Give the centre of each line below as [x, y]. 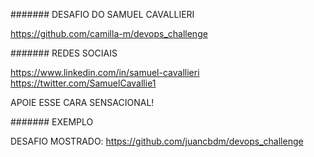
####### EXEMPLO [52, 122]
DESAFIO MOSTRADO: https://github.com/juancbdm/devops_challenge [157, 141]
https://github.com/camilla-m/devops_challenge [109, 33]
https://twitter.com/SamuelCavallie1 [83, 83]
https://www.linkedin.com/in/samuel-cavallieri [105, 72]
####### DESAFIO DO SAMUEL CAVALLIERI [102, 14]
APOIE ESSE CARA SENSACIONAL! [82, 102]
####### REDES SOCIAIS [64, 53]
